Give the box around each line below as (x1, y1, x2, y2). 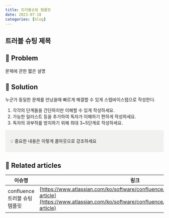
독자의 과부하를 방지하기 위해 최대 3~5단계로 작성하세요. (12, 120, 123, 126)
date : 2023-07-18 (5, 12, 42, 17)
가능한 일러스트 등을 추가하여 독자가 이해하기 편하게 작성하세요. (12, 114, 137, 120)
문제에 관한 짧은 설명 (5, 68, 46, 74)
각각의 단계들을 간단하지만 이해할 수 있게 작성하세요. (12, 107, 115, 114)
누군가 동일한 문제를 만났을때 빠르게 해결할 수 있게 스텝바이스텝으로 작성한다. (5, 96, 156, 103)
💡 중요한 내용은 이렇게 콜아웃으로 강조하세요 (10, 138, 97, 144)
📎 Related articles (5, 161, 61, 170)
